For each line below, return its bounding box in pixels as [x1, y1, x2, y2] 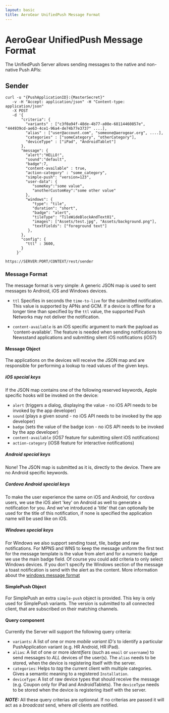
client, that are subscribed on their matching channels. [5, 606, 119, 612]
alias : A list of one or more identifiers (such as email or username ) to [12, 649, 154, 655]
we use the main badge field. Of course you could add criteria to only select [5, 556, 163, 562]
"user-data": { [25, 179, 58, 184]
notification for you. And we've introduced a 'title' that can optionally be [5, 505, 154, 511]
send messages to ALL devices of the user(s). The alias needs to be [12, 655, 156, 661]
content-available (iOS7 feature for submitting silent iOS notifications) [12, 434, 160, 440]
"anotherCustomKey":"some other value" [32, 188, 116, 193]
